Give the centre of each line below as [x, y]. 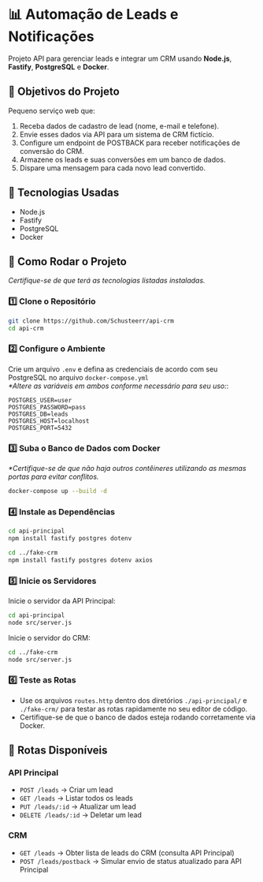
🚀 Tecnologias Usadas [64, 193]
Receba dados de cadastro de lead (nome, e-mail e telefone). [119, 125]
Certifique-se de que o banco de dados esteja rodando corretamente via [137, 717]
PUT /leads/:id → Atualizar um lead [78, 807]
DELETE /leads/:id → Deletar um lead [80, 815]
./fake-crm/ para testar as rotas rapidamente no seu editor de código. [133, 708]
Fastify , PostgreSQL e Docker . [59, 66]
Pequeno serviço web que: [52, 110]
